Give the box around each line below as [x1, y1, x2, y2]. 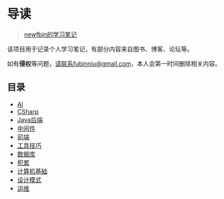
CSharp [16, 107, 39, 115]
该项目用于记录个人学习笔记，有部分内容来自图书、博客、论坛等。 [7, 45, 193, 53]
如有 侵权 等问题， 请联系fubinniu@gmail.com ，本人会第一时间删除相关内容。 [7, 59, 221, 67]
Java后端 [16, 115, 43, 124]
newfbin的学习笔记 [23, 30, 77, 38]
